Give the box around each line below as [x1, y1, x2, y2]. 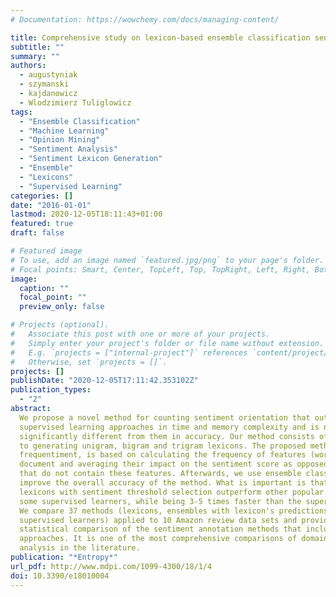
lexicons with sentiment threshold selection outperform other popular [19, 487, 325, 497]
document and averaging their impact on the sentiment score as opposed [19, 459, 329, 470]
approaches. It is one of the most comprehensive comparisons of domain [19, 534, 329, 544]
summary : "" [10, 51, 60, 61]
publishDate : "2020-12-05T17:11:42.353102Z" [10, 376, 199, 386]
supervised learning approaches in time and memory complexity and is [19, 422, 320, 432]
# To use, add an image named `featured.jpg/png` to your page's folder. [10, 255, 325, 265]
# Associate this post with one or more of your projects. [10, 329, 271, 339]
